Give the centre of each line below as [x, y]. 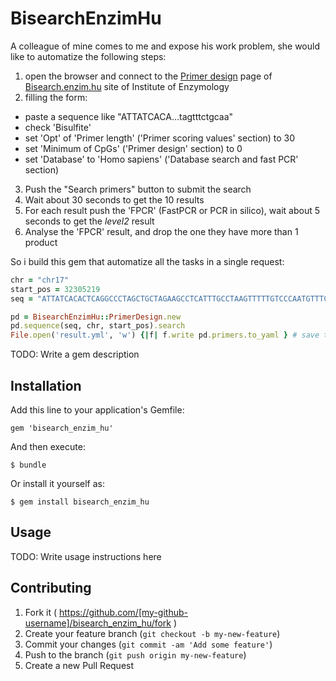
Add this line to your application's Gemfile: [97, 410]
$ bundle [28, 465]
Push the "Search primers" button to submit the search [138, 189]
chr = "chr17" [40, 280]
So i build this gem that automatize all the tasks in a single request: [147, 261]
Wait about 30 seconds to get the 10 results [114, 199]
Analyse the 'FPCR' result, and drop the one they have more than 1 [161, 231]
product [41, 242]
